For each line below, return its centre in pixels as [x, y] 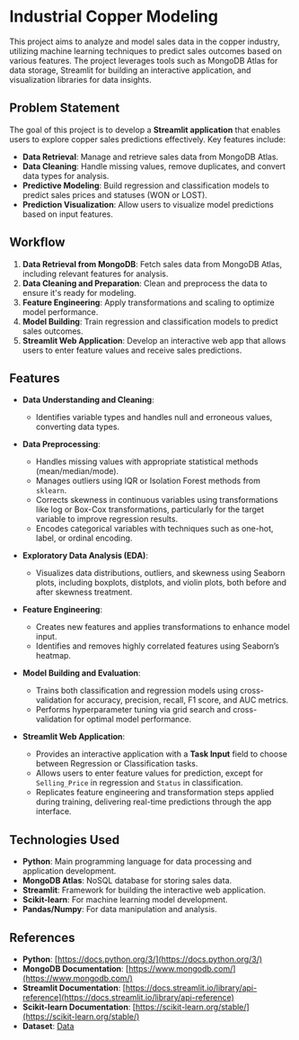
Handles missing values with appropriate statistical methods [147, 462]
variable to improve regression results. [106, 519]
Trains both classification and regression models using [136, 691]
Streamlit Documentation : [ [74, 988]
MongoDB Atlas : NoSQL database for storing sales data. [127, 881]
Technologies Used [64, 840]
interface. [53, 811]
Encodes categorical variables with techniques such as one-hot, [154, 529]
